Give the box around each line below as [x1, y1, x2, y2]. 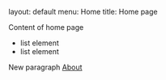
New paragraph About [8, 62, 83, 72]
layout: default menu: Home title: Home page [8, 7, 158, 16]
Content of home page [8, 23, 84, 32]
